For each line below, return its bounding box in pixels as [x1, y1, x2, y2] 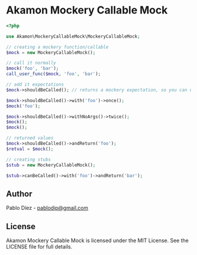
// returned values [6, 135, 54, 141]
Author [6, 189, 32, 199]
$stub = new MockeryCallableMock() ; [6, 162, 96, 168]
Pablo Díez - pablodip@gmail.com [6, 205, 89, 212]
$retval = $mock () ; [6, 146, 54, 152]
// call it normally [6, 60, 57, 66]
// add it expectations [6, 81, 64, 88]
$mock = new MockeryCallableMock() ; [6, 49, 96, 56]
